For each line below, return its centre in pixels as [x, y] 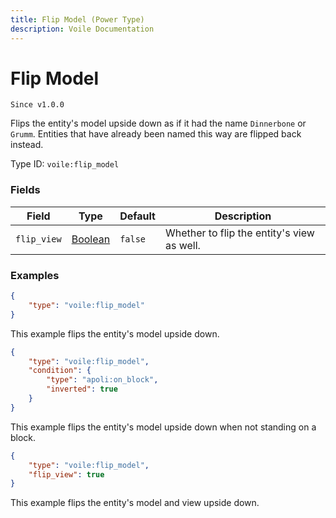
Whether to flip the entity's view [239, 233]
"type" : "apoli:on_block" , [102, 380]
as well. [182, 245]
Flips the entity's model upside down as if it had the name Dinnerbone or [158, 123]
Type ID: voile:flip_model [65, 164]
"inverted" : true [82, 389]
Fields [25, 190]
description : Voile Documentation [82, 29]
